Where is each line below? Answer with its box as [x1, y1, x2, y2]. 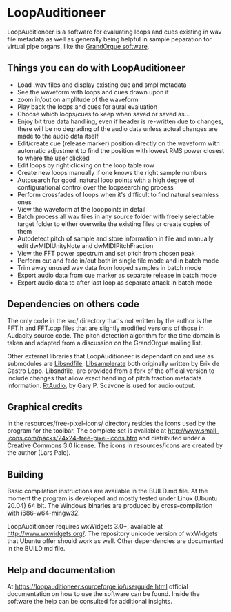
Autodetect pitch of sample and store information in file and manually [17, 234, 214, 243]
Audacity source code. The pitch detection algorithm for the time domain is [7, 331, 221, 339]
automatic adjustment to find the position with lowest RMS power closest [17, 146, 225, 154]
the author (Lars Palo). [7, 449, 71, 457]
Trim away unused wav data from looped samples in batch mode [17, 263, 201, 272]
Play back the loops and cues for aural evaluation [17, 102, 157, 111]
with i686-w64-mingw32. [7, 509, 81, 518]
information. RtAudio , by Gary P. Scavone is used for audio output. [7, 381, 196, 389]
